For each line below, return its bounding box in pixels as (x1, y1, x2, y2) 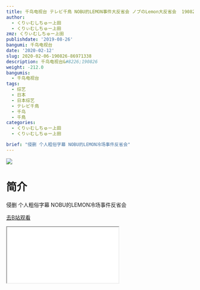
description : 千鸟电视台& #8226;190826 (6, 58, 98, 64)
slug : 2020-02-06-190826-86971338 (6, 53, 92, 59)
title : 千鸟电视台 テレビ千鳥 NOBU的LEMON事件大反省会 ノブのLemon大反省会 (6, 8, 177, 15)
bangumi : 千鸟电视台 (6, 42, 52, 48)
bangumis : (6, 70, 31, 76)
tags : (6, 81, 20, 87)
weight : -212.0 (6, 64, 44, 70)
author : (6, 14, 26, 20)
